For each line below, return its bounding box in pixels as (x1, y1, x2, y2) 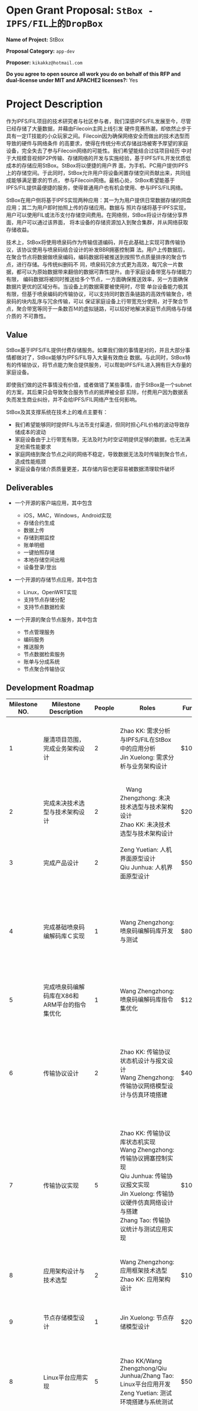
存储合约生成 (23, 519, 55, 526)
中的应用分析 (120, 745, 156, 753)
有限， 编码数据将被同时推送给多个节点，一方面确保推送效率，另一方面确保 (6, 275, 189, 282)
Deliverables (6, 483, 54, 493)
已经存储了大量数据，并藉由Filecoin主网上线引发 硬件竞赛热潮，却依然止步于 (6, 125, 192, 132)
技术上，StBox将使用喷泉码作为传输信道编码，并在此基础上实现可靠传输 (6, 239, 181, 246)
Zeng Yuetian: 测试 (120, 1389, 172, 1397)
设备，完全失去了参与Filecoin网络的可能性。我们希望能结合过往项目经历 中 (6, 147, 187, 154)
